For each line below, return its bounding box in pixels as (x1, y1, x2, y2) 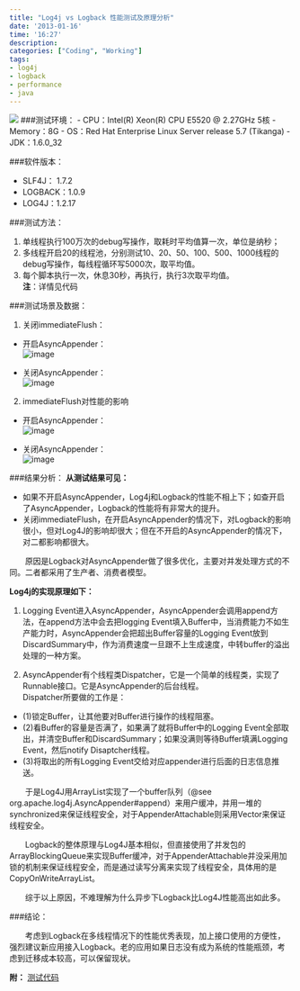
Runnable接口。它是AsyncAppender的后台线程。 (22, 680, 204, 691)
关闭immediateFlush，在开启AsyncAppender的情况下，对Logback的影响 (22, 514, 292, 525)
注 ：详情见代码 (22, 281, 78, 292)
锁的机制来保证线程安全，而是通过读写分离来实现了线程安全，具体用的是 (9, 861, 277, 872)
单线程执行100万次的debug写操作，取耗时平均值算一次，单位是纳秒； (22, 236, 280, 247)
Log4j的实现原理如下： (9, 586, 94, 597)
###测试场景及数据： (9, 300, 88, 311)
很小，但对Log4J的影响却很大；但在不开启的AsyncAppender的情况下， (22, 525, 287, 536)
